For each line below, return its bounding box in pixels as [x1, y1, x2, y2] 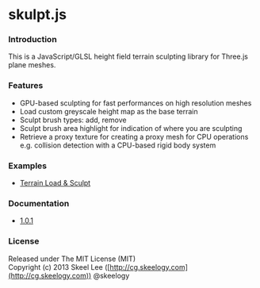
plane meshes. [8, 60, 56, 70]
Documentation [8, 198, 70, 209]
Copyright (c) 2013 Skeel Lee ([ [8, 262, 110, 271]
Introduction [8, 34, 57, 45]
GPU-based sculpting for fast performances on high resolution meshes [19, 98, 252, 108]
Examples [8, 160, 48, 171]
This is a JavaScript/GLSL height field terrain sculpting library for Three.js [8, 52, 248, 61]
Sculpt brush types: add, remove [19, 115, 127, 125]
